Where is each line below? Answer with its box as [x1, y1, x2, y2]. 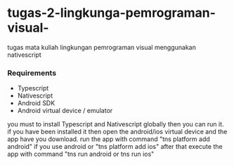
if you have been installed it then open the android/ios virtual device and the [7, 128, 228, 136]
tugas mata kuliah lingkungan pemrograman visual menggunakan [7, 43, 197, 51]
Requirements [7, 68, 57, 78]
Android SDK [17, 99, 56, 107]
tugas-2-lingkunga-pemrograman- [7, 5, 216, 21]
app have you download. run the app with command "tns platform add [7, 135, 211, 143]
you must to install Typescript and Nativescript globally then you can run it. [7, 120, 224, 128]
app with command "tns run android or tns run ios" [7, 150, 155, 159]
